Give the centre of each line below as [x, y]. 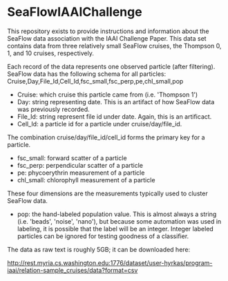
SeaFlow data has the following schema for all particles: [87, 74]
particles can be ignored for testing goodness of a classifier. [103, 236]
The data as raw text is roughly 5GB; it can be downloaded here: [99, 249]
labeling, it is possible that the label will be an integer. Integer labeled [115, 229]
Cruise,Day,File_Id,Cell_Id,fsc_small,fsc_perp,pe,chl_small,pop [95, 81]
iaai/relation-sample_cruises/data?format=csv [73, 270]
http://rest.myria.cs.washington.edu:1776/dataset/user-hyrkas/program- [110, 262]
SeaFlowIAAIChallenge [75, 12]
